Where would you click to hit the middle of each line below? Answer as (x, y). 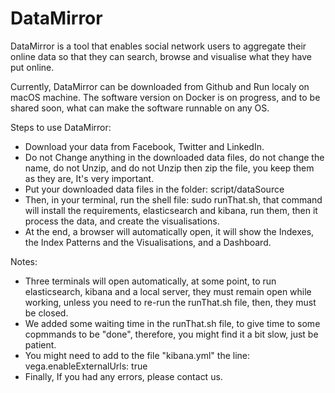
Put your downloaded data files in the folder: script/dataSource (154, 189)
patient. (40, 344)
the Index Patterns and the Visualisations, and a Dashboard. (148, 242)
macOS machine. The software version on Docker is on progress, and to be (165, 97)
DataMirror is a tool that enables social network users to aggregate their (158, 46)
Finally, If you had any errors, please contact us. (123, 376)
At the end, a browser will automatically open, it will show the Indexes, (169, 231)
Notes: (24, 261)
